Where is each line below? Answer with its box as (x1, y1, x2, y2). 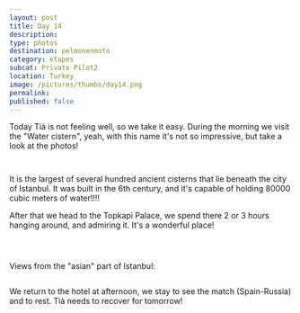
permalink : (9, 88, 50, 97)
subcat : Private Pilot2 (9, 64, 99, 73)
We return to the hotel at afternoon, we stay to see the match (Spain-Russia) (9, 286, 292, 297)
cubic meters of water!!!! (9, 192, 101, 203)
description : (9, 30, 58, 39)
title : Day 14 (9, 22, 63, 31)
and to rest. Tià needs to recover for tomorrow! (9, 296, 183, 307)
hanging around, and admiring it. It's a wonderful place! (9, 219, 215, 230)
